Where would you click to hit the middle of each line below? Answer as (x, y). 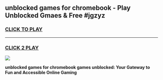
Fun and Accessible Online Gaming (41, 72)
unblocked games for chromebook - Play (68, 8)
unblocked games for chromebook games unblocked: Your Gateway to (78, 67)
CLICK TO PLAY (24, 30)
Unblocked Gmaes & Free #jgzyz (55, 16)
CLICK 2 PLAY (22, 48)
